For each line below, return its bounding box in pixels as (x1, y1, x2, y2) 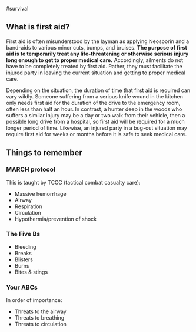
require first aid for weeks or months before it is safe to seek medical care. (6, 130, 187, 137)
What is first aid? (6, 22, 70, 32)
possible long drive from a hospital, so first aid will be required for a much (6, 118, 185, 125)
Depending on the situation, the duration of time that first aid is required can (6, 87, 190, 94)
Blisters (14, 256, 34, 263)
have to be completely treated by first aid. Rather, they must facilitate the (6, 63, 182, 70)
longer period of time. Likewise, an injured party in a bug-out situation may (6, 124, 187, 132)
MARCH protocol (6, 165, 55, 173)
